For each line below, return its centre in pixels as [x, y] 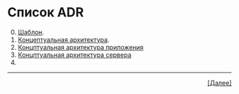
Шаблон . [31, 32]
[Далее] [219, 83]
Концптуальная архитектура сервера [74, 55]
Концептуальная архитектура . [64, 39]
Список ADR [46, 12]
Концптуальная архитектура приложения [80, 47]
